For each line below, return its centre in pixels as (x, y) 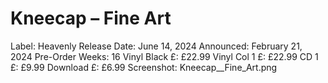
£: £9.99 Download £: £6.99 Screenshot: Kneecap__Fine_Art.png (144, 67)
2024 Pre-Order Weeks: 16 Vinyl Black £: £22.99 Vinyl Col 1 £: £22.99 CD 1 (164, 56)
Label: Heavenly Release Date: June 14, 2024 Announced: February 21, (156, 46)
